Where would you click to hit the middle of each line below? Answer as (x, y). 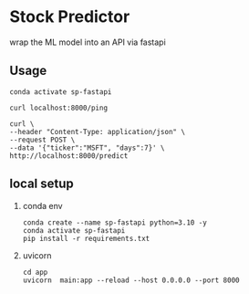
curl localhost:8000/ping (58, 108)
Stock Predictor (70, 17)
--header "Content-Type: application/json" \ (97, 131)
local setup (42, 184)
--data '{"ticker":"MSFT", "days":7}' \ (88, 148)
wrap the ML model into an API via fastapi (88, 42)
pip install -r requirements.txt (86, 238)
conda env (42, 205)
